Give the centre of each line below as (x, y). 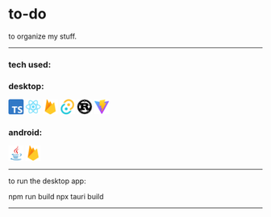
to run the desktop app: (47, 181)
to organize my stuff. (43, 36)
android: (25, 133)
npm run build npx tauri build (56, 197)
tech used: (30, 64)
